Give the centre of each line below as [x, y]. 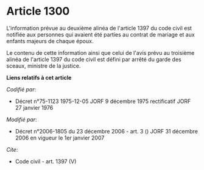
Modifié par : [22, 119]
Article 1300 [38, 11]
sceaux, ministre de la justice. [44, 66]
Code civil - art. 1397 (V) [46, 161]
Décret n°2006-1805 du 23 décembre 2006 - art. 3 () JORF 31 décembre [106, 131]
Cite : [12, 149]
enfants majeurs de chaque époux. [50, 41]
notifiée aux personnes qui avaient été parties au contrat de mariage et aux [100, 34]
